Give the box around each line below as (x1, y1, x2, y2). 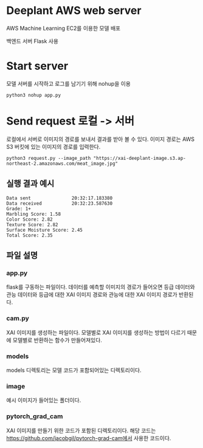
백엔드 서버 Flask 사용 (6, 37, 59, 44)
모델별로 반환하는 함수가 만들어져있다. (12, 336, 102, 343)
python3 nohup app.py (6, 92, 61, 98)
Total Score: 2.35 (6, 232, 53, 238)
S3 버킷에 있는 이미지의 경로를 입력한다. (6, 143, 101, 150)
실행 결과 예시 (6, 179, 55, 189)
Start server (6, 59, 69, 73)
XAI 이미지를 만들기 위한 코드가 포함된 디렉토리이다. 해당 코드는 (6, 427, 156, 434)
